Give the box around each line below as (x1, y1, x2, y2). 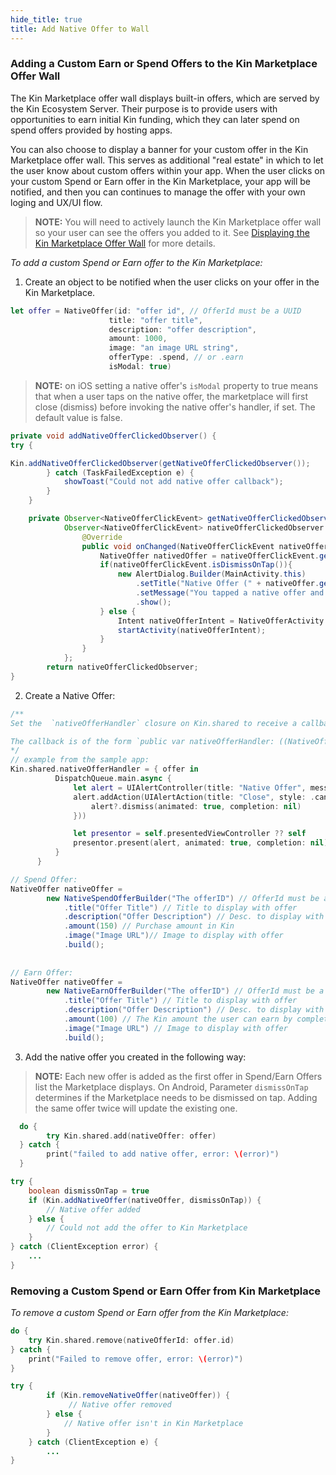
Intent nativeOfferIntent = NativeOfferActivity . (117, 616, 329, 626)
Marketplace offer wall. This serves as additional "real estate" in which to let (10, 154, 324, 166)
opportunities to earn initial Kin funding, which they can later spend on (10, 113, 300, 125)
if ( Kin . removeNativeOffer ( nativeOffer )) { (46, 1391, 230, 1401)
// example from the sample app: (10, 755, 150, 765)
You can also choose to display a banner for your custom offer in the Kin (10, 143, 309, 155)
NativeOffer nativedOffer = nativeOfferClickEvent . (99, 551, 320, 561)
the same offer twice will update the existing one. (34, 1102, 238, 1114)
